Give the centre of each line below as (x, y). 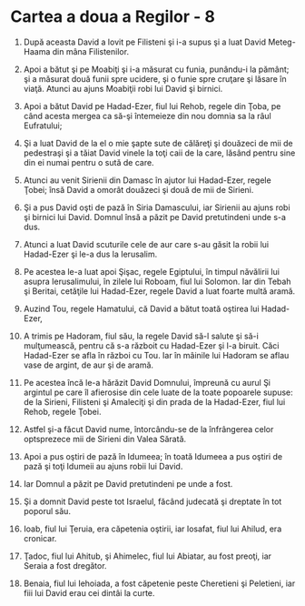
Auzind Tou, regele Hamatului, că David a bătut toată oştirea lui (141, 308)
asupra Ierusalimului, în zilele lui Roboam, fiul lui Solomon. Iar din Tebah (157, 281)
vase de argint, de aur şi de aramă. (88, 365)
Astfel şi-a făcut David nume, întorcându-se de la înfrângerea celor (148, 429)
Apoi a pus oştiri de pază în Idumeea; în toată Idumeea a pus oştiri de (153, 456)
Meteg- (282, 42)
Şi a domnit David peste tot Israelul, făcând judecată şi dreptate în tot (152, 501)
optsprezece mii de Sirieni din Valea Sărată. (105, 439)
